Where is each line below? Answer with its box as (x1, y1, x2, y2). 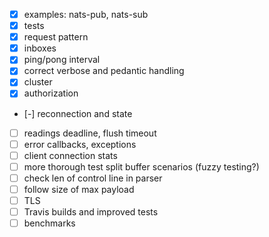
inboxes (23, 42, 57, 54)
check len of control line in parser (23, 172, 163, 184)
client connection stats (23, 149, 118, 161)
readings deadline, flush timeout (23, 127, 157, 139)
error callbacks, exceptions (23, 138, 137, 150)
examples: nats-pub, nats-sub (23, 9, 149, 20)
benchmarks (23, 217, 76, 229)
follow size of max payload (23, 183, 135, 195)
